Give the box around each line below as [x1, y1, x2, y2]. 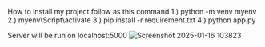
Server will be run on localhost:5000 [7, 31, 127, 40]
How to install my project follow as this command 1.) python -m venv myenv [7, 7, 257, 16]
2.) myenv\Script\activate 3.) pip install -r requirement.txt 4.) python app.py [7, 15, 256, 25]
